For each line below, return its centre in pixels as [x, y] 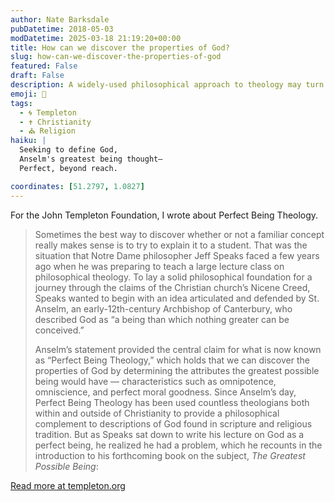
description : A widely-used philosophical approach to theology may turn [167, 85]
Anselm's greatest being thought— [91, 159]
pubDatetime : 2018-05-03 [62, 29]
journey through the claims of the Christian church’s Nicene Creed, [172, 287]
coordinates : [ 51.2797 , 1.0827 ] [77, 186]
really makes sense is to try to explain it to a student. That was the [171, 245]
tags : [21, 103]
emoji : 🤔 [28, 94]
